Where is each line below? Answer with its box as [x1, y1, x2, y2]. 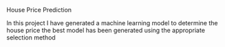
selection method [6, 33, 56, 42]
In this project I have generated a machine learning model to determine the [6, 19, 218, 27]
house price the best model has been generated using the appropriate [6, 27, 206, 34]
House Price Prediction [6, 6, 72, 14]
